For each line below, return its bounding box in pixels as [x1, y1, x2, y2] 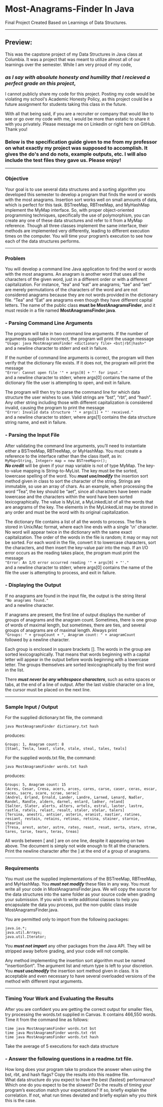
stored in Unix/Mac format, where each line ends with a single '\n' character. [5, 523, 158, 530]
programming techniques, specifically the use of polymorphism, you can [5, 212, 150, 218]
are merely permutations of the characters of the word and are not [5, 286, 138, 292]
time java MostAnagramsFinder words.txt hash [5, 1034, 98, 1040]
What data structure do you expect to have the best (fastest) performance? [5, 1077, 155, 1083]
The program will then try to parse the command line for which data [5, 389, 140, 395]
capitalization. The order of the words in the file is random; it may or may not [5, 534, 158, 540]
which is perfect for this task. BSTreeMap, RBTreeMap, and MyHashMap [5, 201, 150, 208]
